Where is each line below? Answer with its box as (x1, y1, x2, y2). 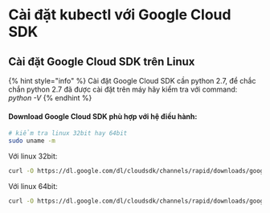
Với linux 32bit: (8, 151, 58, 161)
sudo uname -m (8, 137, 56, 145)
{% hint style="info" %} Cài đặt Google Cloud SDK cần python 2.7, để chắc (8, 76, 256, 85)
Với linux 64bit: (8, 181, 58, 190)
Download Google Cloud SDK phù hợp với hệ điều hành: (8, 111, 198, 121)
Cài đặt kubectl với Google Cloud (8, 6, 231, 24)
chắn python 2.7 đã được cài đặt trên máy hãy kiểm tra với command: (8, 84, 238, 94)
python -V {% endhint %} (8, 93, 92, 102)
